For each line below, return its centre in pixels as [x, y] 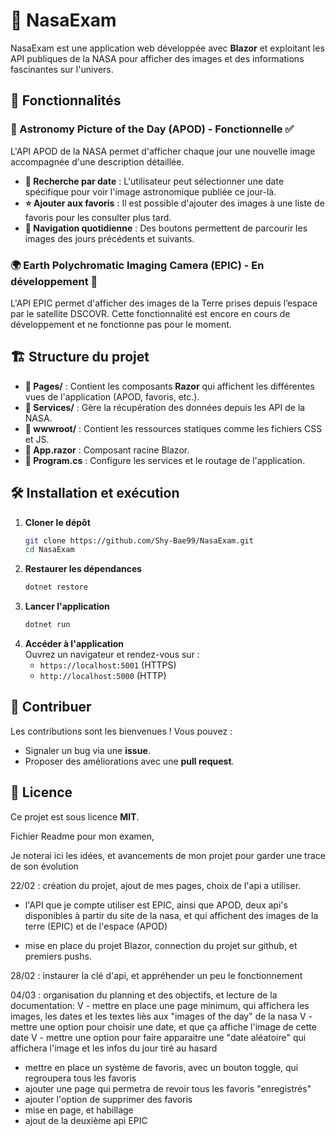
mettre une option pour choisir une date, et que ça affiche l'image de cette [163, 1026]
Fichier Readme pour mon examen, [82, 836]
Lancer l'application [67, 606]
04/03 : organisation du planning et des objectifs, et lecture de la [144, 995]
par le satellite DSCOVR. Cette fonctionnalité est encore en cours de [150, 313]
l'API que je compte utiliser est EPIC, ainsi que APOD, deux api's [156, 905]
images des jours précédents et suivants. [109, 238]
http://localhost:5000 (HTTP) [103, 676]
